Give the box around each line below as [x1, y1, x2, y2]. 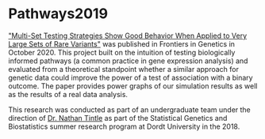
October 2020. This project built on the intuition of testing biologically [8, 47, 236, 57]
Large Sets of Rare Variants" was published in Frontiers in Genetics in [8, 39, 236, 48]
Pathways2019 [8, 5, 109, 23]
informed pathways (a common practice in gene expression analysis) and [8, 56, 248, 66]
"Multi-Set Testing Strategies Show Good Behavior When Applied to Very [8, 31, 248, 40]
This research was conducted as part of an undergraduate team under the [8, 104, 252, 115]
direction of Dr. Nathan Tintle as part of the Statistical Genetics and [8, 113, 228, 122]
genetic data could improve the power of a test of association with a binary [8, 73, 253, 82]
